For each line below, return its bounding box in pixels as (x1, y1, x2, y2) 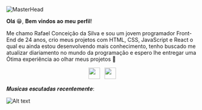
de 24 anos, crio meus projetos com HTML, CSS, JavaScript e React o (17, 36, 193, 43)
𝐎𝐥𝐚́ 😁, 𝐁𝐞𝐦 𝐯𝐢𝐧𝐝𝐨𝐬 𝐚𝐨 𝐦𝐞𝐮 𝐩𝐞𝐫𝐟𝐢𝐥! (6, 18, 92, 24)
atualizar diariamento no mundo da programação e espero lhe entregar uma (6, 49, 197, 56)
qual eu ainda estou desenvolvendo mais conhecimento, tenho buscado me (6, 43, 196, 50)
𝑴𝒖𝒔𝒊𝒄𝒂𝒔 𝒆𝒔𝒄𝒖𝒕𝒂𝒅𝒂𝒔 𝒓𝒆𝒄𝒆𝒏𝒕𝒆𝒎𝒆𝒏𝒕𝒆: (6, 85, 95, 92)
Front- (176, 30, 192, 36)
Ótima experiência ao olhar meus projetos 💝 (6, 55, 116, 63)
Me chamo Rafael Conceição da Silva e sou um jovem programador (6, 30, 175, 36)
